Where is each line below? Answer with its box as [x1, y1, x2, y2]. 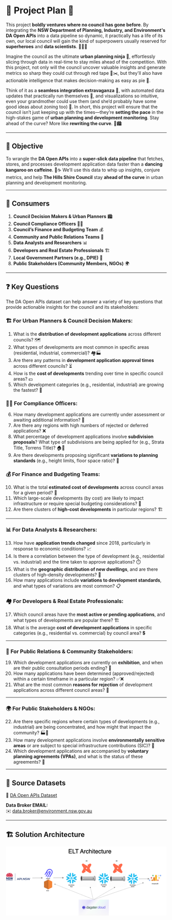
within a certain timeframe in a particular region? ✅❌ [13, 676, 124, 682]
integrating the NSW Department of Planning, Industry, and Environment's [6, 27, 165, 33]
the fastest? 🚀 [13, 387, 42, 393]
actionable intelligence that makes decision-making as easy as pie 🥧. [6, 77, 151, 84]
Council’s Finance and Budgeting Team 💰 [13, 226, 104, 232]
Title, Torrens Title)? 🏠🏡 [13, 445, 65, 451]
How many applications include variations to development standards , [13, 577, 162, 583]
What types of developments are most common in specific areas [13, 344, 150, 350]
